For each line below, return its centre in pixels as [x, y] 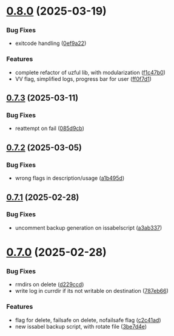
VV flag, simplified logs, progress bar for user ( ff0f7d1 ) [83, 79]
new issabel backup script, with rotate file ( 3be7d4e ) [81, 326]
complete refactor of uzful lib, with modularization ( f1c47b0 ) [90, 72]
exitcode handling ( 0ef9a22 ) [51, 43]
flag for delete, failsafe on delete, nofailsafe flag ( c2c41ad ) [88, 320]
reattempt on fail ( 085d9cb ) [50, 128]
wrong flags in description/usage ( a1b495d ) [70, 178]
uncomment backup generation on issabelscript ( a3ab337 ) [89, 228]
